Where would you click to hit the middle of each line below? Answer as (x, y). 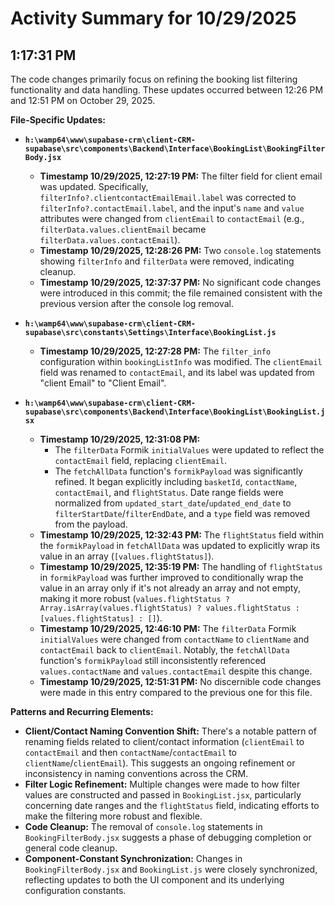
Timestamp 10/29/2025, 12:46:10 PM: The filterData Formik (168, 628)
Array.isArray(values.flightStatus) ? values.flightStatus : (169, 608)
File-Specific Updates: (58, 120)
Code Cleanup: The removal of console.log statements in (143, 826)
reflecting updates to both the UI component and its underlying (154, 880)
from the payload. (91, 524)
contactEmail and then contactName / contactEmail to (130, 752)
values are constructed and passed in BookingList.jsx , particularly (163, 795)
